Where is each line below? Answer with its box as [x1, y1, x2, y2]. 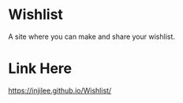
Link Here [8, 59, 73, 78]
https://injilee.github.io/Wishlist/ [8, 86, 112, 95]
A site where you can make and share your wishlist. [8, 32, 176, 41]
